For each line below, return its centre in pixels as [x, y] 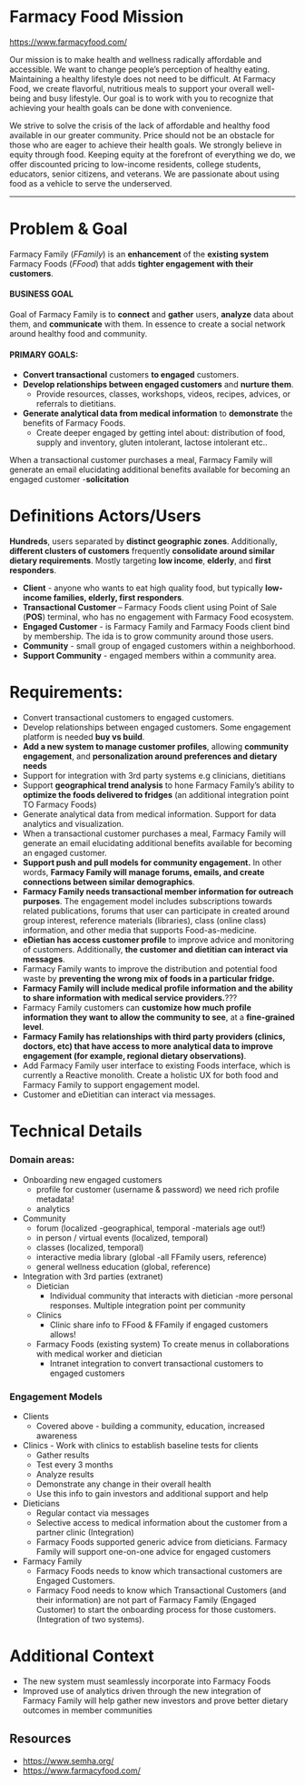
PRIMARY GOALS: [44, 354]
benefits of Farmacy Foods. [74, 423]
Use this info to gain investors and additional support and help [152, 1493]
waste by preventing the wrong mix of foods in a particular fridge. [148, 979]
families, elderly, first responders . [118, 598]
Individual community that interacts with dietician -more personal [171, 1296]
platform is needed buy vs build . [84, 737]
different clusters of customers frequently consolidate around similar [142, 551]
